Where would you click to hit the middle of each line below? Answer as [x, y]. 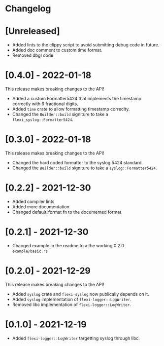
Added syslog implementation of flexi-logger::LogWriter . [72, 299]
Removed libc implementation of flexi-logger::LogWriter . [72, 305]
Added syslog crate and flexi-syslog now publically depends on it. [81, 294]
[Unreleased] [33, 31]
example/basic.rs [30, 251]
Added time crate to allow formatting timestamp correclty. [71, 109]
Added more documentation [41, 207]
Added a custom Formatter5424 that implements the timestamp [77, 99]
